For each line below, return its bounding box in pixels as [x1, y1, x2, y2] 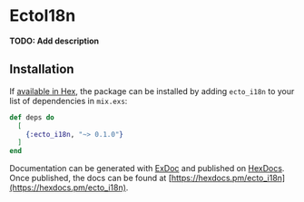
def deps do [9, 112, 54, 122]
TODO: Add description [9, 35, 100, 46]
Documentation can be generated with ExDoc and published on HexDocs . [9, 163, 285, 174]
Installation [9, 62, 74, 77]
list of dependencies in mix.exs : [9, 95, 128, 106]
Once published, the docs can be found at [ [9, 173, 172, 184]
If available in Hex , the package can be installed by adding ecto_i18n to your [9, 85, 295, 96]
